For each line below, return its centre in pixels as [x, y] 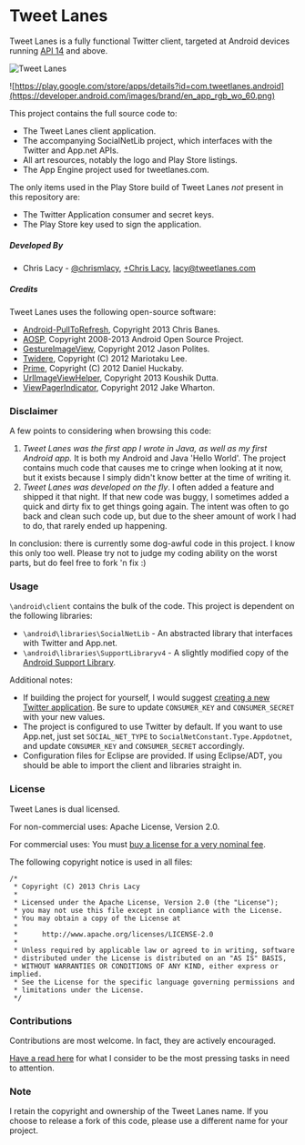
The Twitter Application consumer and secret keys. [118, 214]
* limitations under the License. [79, 990]
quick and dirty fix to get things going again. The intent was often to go [156, 507]
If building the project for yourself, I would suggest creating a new [146, 698]
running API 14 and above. [59, 50]
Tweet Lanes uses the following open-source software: [113, 311]
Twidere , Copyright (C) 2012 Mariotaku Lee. [105, 358]
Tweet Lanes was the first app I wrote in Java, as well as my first [145, 449]
